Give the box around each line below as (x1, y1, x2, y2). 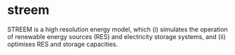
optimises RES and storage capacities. (7, 40, 119, 48)
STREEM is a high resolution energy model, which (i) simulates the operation (7, 25, 228, 33)
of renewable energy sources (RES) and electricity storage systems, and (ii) (7, 32, 226, 40)
